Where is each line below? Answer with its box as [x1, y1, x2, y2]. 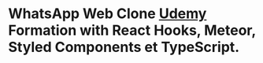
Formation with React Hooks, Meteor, [8, 21, 256, 39]
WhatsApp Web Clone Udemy [8, 5, 207, 23]
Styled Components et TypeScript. [8, 39, 240, 56]
